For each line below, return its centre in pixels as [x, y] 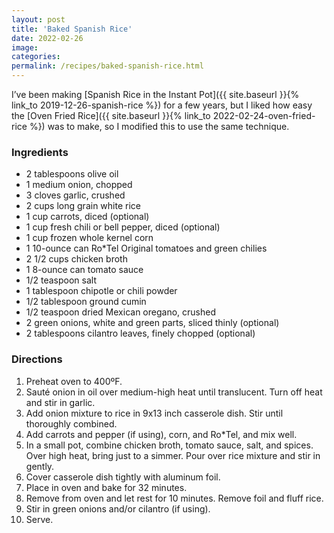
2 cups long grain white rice [83, 206]
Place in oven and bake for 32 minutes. [106, 487]
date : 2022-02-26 [47, 38]
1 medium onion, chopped [79, 185]
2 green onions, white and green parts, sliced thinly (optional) [152, 323]
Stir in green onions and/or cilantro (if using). [118, 508]
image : [25, 47]
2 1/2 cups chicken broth [76, 259]
